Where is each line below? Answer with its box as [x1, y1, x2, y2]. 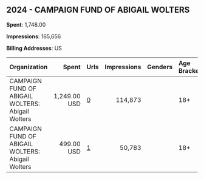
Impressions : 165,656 [6, 33, 61, 40]
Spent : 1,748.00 [6, 21, 46, 28]
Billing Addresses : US [6, 44, 63, 52]
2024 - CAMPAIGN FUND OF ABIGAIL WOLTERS [6, 5, 190, 15]
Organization [9, 62, 48, 71]
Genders [147, 62, 173, 71]
